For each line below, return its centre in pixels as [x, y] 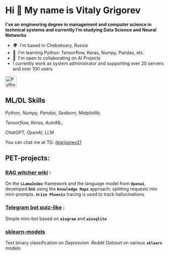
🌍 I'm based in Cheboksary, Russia [50, 45]
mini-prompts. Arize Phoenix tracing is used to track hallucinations [75, 194]
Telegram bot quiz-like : [35, 207]
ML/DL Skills [25, 101]
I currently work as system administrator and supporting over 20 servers [88, 63]
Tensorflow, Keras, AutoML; [34, 122]
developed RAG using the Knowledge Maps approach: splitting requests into [81, 189]
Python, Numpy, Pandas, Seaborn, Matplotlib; [53, 113]
